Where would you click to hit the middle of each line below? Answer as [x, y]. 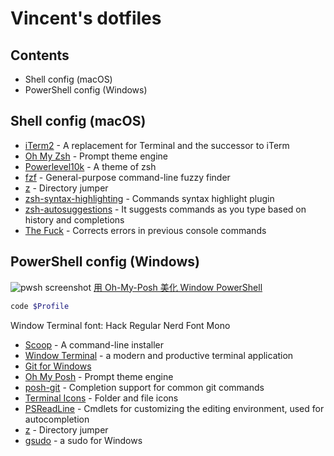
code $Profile [40, 306]
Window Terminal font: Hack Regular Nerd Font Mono [120, 325]
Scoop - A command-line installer [94, 344]
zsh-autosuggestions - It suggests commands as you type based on [165, 209]
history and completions [74, 219]
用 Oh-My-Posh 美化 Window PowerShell [178, 287]
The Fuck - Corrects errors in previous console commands [145, 230]
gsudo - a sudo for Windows [83, 440]
